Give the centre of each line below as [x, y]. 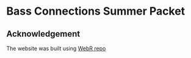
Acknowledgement [43, 34]
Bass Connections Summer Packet [96, 11]
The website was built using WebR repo [56, 48]
